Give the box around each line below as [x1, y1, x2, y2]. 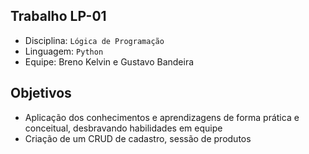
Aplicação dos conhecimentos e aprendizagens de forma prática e [24, 111, 300, 123]
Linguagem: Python [24, 45, 104, 57]
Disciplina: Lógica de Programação [24, 34, 165, 46]
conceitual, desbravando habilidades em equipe [24, 122, 223, 134]
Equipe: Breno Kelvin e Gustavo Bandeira [24, 55, 195, 68]
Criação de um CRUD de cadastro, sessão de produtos [24, 132, 252, 144]
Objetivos [10, 85, 72, 102]
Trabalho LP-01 [10, 8, 107, 25]
